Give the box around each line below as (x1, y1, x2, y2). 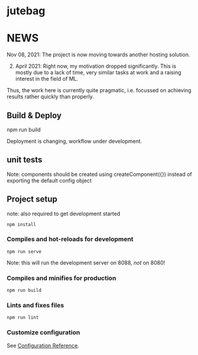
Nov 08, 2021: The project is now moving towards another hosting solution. (7, 51, 190, 58)
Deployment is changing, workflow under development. (7, 137, 142, 144)
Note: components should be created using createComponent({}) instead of (7, 171, 192, 178)
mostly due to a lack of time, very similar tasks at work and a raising (15, 69, 181, 76)
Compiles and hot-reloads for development (7, 235, 134, 243)
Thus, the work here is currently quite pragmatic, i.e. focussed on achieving (7, 87, 191, 94)
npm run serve (7, 249, 42, 255)
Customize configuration (7, 328, 81, 337)
